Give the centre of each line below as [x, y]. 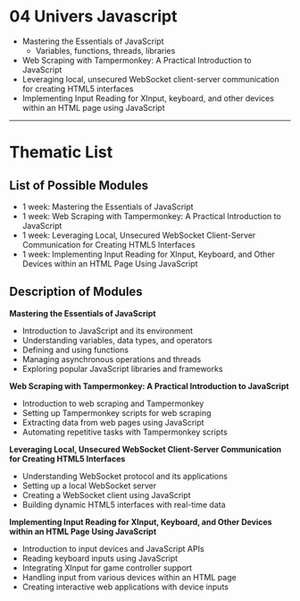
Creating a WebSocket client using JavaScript [106, 495]
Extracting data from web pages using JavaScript [113, 422]
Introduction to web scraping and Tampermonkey [113, 403]
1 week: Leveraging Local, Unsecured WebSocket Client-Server [139, 235]
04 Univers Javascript [93, 17]
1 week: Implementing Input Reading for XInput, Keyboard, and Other [148, 254]
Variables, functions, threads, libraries [105, 50]
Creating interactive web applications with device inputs [125, 587]
